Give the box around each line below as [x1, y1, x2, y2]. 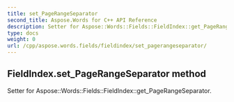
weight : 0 [7, 36, 36, 43]
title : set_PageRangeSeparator [7, 10, 98, 17]
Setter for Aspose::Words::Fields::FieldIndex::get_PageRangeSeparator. [7, 86, 212, 94]
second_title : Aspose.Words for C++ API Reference [7, 17, 157, 24]
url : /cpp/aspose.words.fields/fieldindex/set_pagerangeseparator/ [7, 42, 208, 49]
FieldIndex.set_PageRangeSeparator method [7, 68, 207, 80]
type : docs [7, 29, 39, 37]
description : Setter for [7, 23, 79, 30]
